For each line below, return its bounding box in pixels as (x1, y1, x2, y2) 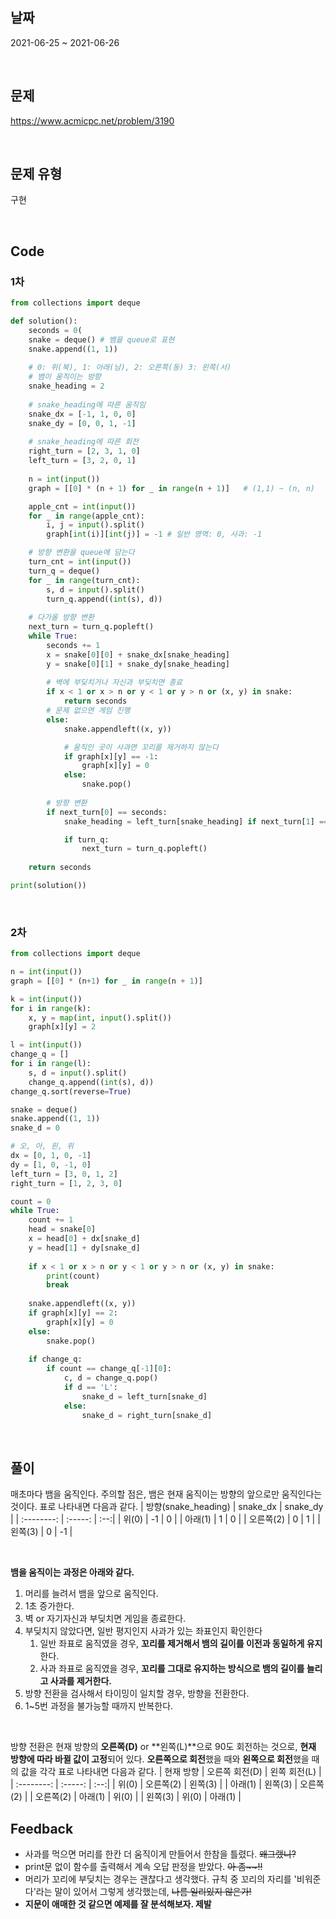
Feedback (10, 1820, 74, 1837)
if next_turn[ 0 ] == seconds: (46, 807, 168, 817)
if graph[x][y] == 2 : (28, 1308, 118, 1318)
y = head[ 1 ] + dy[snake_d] (28, 1243, 141, 1253)
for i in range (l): (10, 1059, 92, 1069)
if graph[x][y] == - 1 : (63, 751, 159, 762)
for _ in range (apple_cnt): (28, 511, 145, 521)
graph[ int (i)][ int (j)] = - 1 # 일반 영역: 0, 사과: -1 (46, 529, 263, 540)
